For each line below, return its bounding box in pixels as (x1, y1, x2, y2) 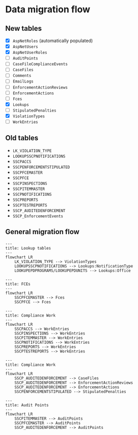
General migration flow (5, 227, 80, 236)
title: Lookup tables (5, 245, 51, 251)
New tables (5, 24, 42, 33)
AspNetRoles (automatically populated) (12, 37, 93, 44)
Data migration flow (5, 4, 91, 15)
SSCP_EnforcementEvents (12, 214, 64, 219)
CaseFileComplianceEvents (12, 61, 68, 67)
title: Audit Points (5, 402, 49, 408)
